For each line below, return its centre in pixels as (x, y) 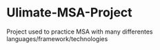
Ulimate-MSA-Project (69, 13)
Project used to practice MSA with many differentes (80, 32)
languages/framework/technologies (57, 38)
